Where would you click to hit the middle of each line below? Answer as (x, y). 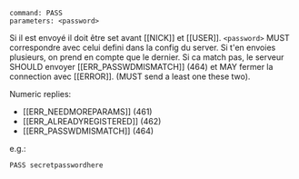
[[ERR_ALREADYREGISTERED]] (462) (92, 121)
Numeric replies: (40, 94)
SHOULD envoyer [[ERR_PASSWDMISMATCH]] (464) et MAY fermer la (141, 67)
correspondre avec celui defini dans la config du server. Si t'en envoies (143, 47)
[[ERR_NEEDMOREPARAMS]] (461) (87, 112)
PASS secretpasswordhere (56, 165)
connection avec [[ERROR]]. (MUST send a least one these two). (130, 76)
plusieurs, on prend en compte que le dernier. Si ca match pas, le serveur (147, 57)
